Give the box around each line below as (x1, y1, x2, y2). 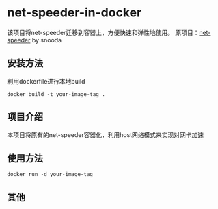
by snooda (31, 36, 62, 44)
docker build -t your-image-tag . (7, 90, 106, 97)
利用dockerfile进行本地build (7, 77, 85, 85)
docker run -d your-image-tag (7, 171, 94, 178)
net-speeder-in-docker (7, 5, 142, 21)
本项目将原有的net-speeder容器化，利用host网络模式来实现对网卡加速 (7, 130, 204, 138)
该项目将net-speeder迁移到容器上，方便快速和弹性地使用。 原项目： (7, 28, 200, 36)
